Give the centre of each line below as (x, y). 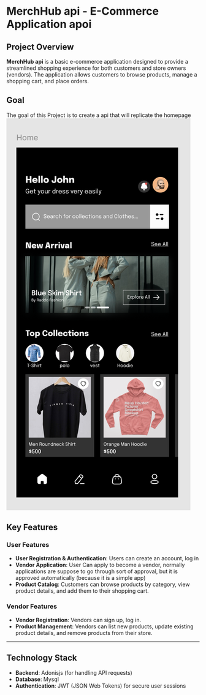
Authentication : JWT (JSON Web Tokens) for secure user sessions (101, 686)
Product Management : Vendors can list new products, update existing (105, 626)
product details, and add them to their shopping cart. (82, 591)
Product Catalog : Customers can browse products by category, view (102, 584)
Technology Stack (42, 658)
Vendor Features (32, 606)
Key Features (32, 528)
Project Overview (40, 47)
